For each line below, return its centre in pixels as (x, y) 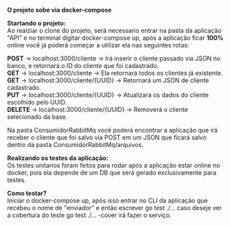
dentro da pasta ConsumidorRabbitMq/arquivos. (76, 145)
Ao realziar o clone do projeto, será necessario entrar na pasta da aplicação (114, 31)
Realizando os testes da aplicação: (58, 158)
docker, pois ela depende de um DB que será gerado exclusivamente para (112, 172)
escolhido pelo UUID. (37, 102)
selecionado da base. (37, 117)
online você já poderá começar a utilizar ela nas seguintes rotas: (98, 45)
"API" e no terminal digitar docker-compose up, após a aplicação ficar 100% (115, 38)
